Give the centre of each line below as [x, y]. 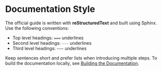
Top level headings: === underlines [48, 38]
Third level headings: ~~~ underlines [49, 48]
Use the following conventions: [37, 28]
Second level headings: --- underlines [52, 43]
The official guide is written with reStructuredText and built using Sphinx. [81, 23]
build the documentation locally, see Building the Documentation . [72, 63]
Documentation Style [50, 9]
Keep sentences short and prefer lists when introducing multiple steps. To [81, 58]
